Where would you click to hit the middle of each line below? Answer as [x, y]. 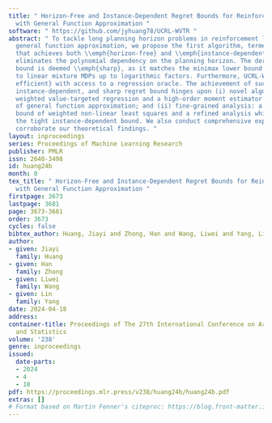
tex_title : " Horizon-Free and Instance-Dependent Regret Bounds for [128, 182]
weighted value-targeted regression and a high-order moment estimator [139, 99]
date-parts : [36, 362]
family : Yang [38, 302]
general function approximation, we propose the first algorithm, [130, 46]
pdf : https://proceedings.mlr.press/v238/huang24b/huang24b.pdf [119, 392]
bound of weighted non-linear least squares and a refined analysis [134, 114]
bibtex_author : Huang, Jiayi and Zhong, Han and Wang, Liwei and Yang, [132, 234]
